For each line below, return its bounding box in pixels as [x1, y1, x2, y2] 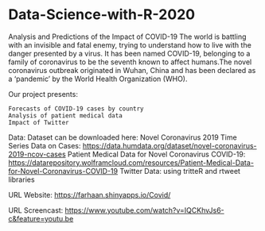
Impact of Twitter [8, 118, 69, 126]
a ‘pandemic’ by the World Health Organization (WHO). [8, 74, 188, 83]
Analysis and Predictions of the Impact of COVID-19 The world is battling [8, 32, 247, 41]
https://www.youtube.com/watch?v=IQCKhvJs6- [64, 205, 224, 215]
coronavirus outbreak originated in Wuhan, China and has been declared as [8, 65, 256, 75]
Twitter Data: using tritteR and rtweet [119, 166, 241, 175]
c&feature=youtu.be [8, 214, 74, 223]
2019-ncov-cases [8, 149, 66, 159]
